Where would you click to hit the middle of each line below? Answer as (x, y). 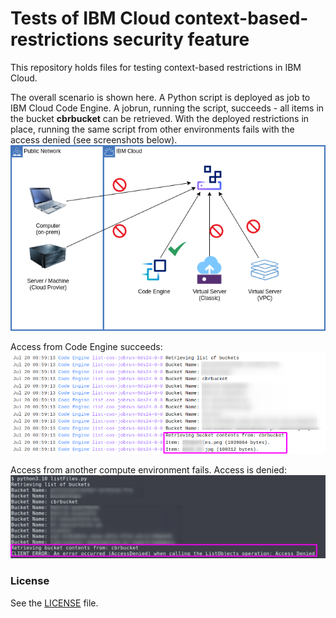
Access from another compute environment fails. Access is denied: (148, 470)
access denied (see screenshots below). (94, 139)
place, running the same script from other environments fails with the (152, 129)
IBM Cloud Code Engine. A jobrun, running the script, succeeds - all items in (167, 108)
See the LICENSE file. (54, 603)
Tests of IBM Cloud (90, 18)
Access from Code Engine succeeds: (86, 347)
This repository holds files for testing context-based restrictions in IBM (156, 67)
